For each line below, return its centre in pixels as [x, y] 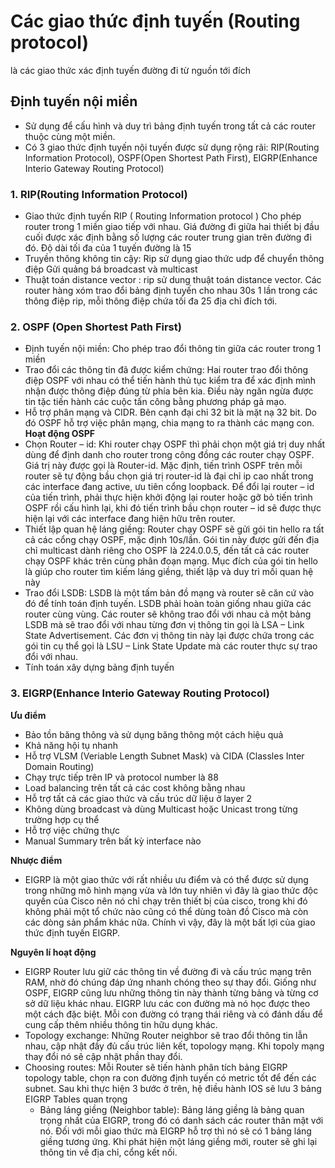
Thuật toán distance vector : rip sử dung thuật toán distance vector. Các [173, 280]
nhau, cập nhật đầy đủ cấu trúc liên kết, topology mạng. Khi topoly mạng [174, 1046]
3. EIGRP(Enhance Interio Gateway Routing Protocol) [140, 693]
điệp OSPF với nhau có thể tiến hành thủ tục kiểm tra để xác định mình [170, 381]
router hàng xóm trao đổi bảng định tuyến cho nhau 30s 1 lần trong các [171, 291]
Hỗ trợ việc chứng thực [72, 830]
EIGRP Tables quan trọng [76, 1099]
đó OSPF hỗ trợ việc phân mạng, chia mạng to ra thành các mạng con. [169, 423]
